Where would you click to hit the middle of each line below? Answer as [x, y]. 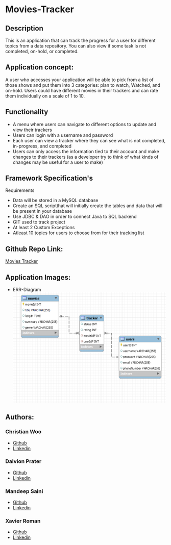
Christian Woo [23, 432]
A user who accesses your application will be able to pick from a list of [80, 80]
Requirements [20, 190]
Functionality [27, 112]
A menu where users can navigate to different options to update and [84, 124]
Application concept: [40, 67]
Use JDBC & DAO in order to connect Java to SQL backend [75, 217]
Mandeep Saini [24, 491]
